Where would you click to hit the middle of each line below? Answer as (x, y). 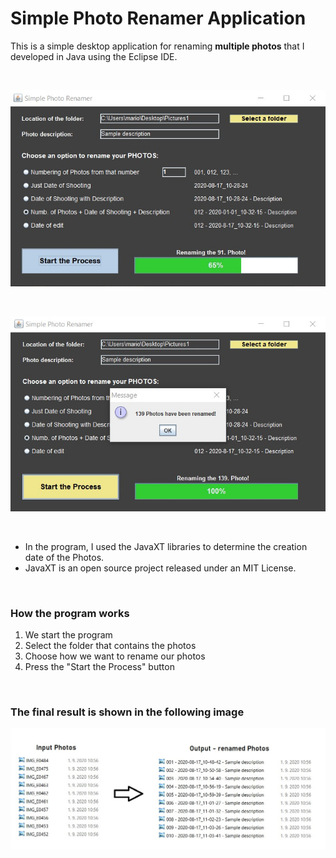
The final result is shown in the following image (127, 712)
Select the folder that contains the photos (110, 646)
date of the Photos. (64, 557)
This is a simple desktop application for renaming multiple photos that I (157, 46)
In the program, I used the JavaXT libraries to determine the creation (166, 546)
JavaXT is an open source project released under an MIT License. (160, 568)
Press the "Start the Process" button (99, 667)
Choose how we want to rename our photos (115, 656)
